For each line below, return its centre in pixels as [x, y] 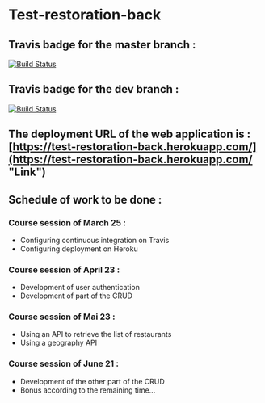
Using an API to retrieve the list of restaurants [96, 334]
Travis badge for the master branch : [102, 45]
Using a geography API [59, 343]
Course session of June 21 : [64, 363]
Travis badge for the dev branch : [94, 89]
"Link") [27, 172]
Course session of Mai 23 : [62, 317]
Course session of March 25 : [67, 222]
